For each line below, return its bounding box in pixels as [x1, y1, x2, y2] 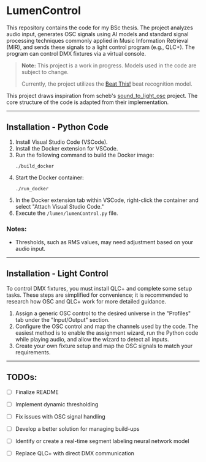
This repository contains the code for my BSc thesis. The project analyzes [6, 24, 193, 31]
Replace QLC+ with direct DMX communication [15, 449, 135, 456]
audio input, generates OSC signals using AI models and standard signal [6, 30, 189, 37]
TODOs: [6, 372, 37, 382]
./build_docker [15, 163, 55, 169]
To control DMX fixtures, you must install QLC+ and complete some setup [6, 285, 193, 292]
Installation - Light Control [6, 269, 109, 279]
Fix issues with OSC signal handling [15, 412, 105, 420]
